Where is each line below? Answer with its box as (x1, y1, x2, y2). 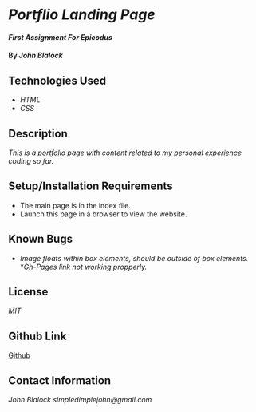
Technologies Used (8, 73, 106, 87)
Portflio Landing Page (8, 6, 156, 24)
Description (8, 126, 68, 141)
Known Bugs (8, 232, 73, 246)
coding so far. (8, 156, 54, 165)
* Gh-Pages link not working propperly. (19, 262, 148, 271)
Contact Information (8, 374, 112, 387)
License (8, 285, 49, 299)
